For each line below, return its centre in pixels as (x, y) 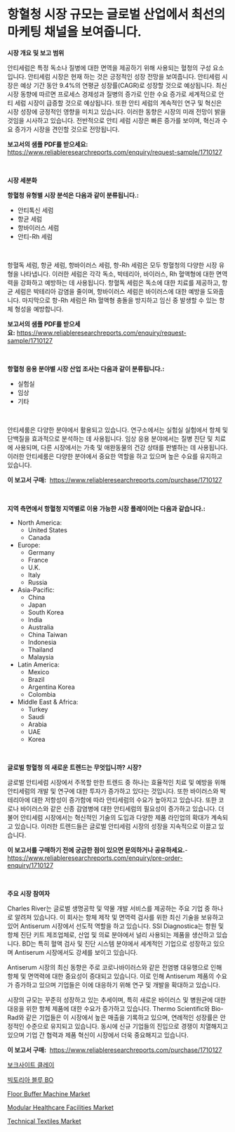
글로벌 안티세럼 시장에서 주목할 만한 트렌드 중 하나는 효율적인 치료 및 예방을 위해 (117, 782)
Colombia (42, 694)
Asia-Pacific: (36, 590)
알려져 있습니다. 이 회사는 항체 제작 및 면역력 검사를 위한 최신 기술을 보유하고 (119, 917)
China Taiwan (48, 634)
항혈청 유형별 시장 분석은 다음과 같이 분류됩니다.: (73, 195)
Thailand (41, 649)
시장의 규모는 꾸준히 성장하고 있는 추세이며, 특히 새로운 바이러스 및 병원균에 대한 (117, 1000)
